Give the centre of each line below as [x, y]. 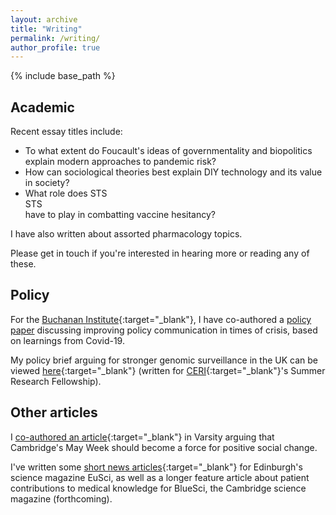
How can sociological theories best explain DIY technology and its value [173, 172]
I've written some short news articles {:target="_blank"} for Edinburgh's [156, 467]
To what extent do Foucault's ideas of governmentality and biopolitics [168, 151]
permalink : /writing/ [55, 38]
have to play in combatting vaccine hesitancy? [120, 215]
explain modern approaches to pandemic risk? [120, 162]
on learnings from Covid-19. [67, 340]
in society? [47, 183]
